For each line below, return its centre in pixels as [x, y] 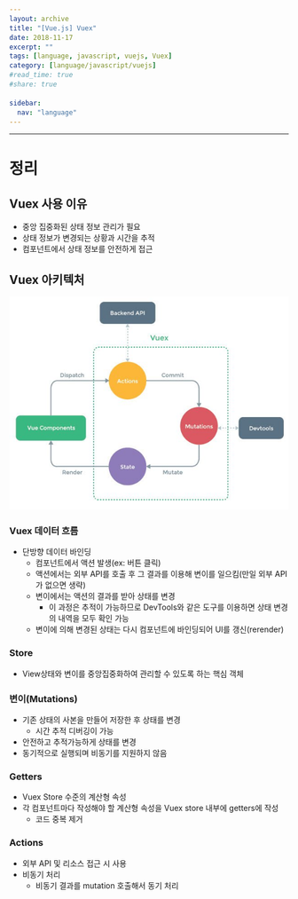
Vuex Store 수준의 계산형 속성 [74, 797]
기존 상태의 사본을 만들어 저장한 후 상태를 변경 [101, 720]
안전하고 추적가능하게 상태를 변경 [79, 742]
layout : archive [39, 19]
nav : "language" [47, 112]
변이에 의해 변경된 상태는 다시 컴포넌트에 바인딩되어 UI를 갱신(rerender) [160, 629]
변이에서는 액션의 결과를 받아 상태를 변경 [105, 596]
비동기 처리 [41, 874]
